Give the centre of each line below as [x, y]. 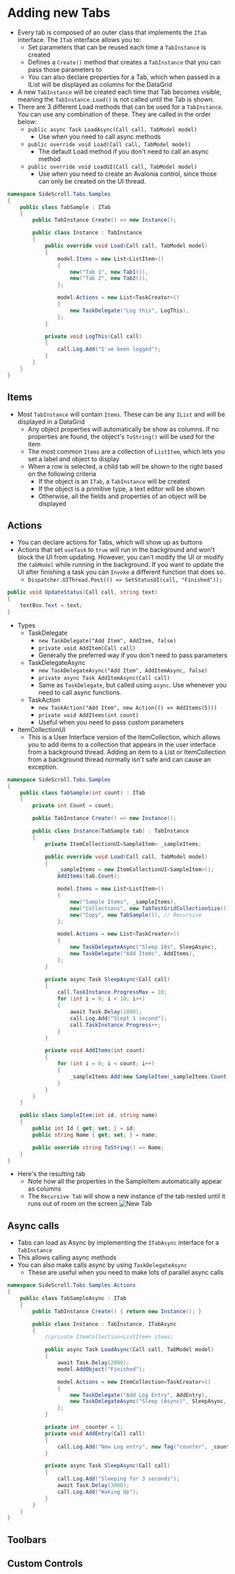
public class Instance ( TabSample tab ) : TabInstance [111, 831]
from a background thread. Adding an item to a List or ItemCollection [127, 752]
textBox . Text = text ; [51, 605]
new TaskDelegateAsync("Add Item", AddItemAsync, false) [123, 671]
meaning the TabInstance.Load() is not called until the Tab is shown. [116, 99]
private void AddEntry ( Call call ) [95, 1433]
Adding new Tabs [59, 13]
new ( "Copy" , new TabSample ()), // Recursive [135, 915]
